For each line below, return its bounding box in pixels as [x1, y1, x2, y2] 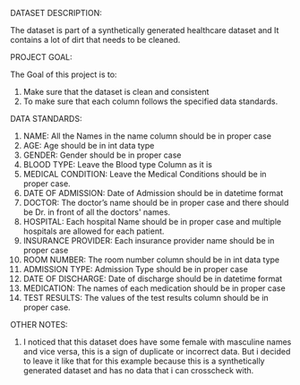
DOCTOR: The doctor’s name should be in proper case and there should [22, 197, 289, 208]
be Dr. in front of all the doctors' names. [22, 207, 171, 218]
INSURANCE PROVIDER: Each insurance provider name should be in [22, 235, 275, 245]
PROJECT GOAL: [10, 52, 73, 62]
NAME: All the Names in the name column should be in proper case [22, 131, 272, 141]
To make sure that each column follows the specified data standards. [22, 96, 279, 107]
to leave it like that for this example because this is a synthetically [22, 355, 265, 366]
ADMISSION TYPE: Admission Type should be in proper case [22, 264, 249, 274]
